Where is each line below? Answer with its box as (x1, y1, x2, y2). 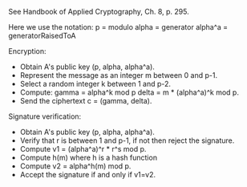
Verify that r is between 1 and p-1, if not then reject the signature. (19, 136, 235, 145)
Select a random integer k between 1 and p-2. (19, 79, 171, 88)
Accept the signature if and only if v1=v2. (19, 170, 156, 179)
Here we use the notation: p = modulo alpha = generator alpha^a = (8, 22, 229, 31)
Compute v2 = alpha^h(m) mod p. (19, 161, 132, 171)
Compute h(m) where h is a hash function (19, 152, 158, 162)
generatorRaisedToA (8, 31, 76, 40)
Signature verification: (8, 112, 82, 121)
